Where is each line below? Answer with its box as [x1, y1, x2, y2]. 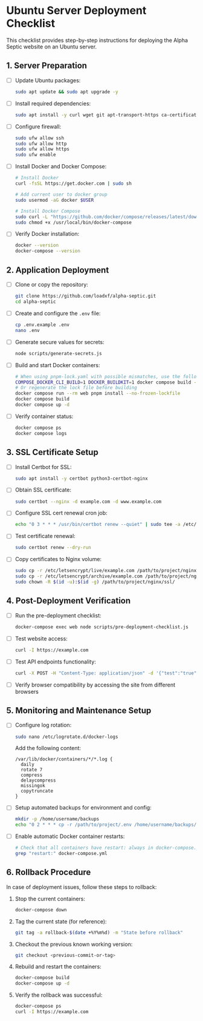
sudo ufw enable [14, 152, 56, 158]
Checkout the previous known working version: [14, 940, 133, 948]
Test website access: [14, 634, 68, 642]
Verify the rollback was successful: [14, 991, 103, 999]
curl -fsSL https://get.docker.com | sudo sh [14, 181, 132, 187]
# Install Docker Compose [14, 208, 80, 214]
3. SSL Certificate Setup [6, 447, 98, 457]
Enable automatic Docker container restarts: [14, 833, 125, 840]
